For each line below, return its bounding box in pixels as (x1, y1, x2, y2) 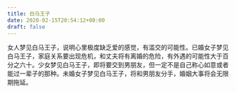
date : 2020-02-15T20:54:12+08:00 (7, 17, 105, 24)
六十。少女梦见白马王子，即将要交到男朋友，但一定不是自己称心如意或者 (19, 61, 229, 69)
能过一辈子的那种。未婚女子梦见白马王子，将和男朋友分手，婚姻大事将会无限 (7, 69, 229, 78)
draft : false (7, 23, 46, 30)
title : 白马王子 (7, 10, 51, 17)
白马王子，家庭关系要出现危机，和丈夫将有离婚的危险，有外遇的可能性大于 (7, 52, 223, 60)
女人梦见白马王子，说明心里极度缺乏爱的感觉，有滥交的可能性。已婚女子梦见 (7, 43, 229, 52)
